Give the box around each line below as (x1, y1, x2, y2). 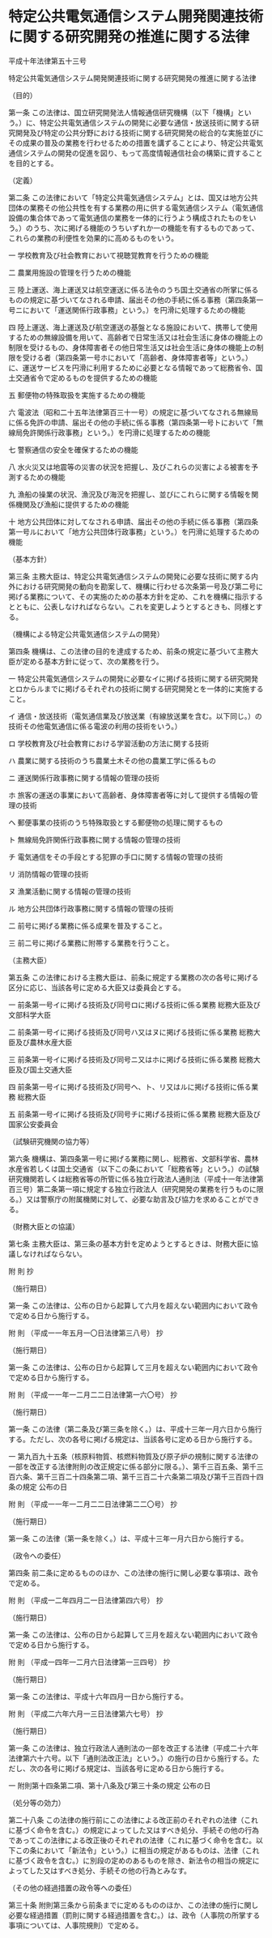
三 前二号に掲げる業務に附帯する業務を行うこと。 (8, 937, 174, 948)
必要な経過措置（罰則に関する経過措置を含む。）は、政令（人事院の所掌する (8, 1910, 261, 1920)
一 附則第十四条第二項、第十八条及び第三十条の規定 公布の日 (8, 1780, 211, 1791)
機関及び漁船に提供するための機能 (15, 499, 130, 509)
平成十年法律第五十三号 (8, 56, 87, 66)
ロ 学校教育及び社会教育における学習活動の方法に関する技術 (8, 738, 209, 748)
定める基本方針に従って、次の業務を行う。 (22, 656, 164, 666)
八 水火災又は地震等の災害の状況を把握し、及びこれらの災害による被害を (8, 462, 252, 472)
